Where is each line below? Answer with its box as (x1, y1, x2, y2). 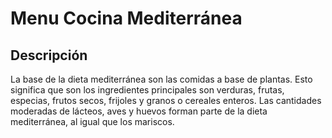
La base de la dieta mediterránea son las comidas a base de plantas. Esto (10, 73, 313, 85)
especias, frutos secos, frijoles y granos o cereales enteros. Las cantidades (10, 95, 322, 106)
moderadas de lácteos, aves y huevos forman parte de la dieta (10, 105, 268, 117)
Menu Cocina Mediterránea (10, 7, 243, 30)
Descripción (10, 47, 88, 64)
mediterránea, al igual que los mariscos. (10, 116, 175, 127)
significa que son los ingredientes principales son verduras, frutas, (10, 84, 285, 96)
